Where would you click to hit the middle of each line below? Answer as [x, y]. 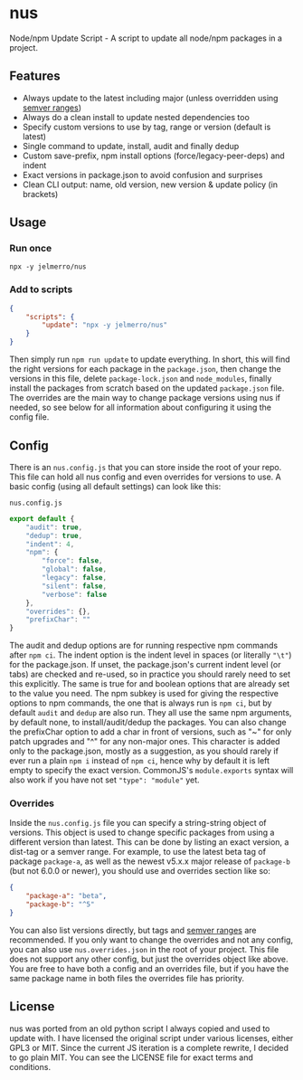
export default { [42, 518]
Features [35, 76]
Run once [31, 249]
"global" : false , [74, 569]
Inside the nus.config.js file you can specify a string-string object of [138, 823]
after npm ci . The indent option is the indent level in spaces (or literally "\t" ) [151, 655]
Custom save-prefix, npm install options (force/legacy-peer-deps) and [153, 156]
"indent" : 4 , [50, 544]
